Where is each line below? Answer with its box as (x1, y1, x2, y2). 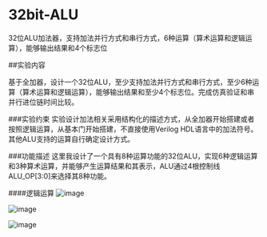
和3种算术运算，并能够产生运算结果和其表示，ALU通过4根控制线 (8, 161, 221, 171)
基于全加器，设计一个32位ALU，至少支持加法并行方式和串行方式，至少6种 (8, 77, 253, 86)
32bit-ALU (8, 6, 79, 24)
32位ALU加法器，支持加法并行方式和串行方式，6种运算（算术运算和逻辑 (8, 33, 245, 42)
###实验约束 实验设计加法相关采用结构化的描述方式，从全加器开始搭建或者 (8, 114, 255, 123)
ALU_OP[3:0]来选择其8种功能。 (8, 171, 112, 181)
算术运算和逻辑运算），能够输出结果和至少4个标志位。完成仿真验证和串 (22, 86, 255, 97)
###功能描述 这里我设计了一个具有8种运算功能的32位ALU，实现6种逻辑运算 (8, 151, 258, 161)
